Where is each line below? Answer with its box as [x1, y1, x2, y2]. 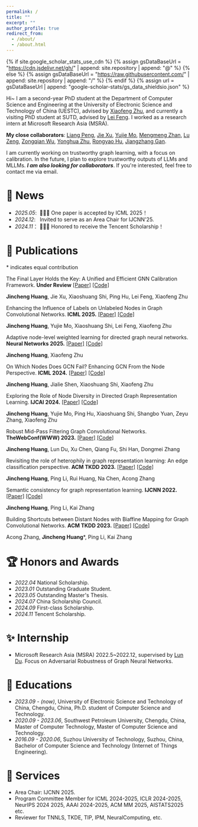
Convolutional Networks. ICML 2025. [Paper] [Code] [6, 311, 135, 318]
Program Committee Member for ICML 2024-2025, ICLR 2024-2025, [14, 795, 182, 802]
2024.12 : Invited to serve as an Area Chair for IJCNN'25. [14, 216, 154, 223]
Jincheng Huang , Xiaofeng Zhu [6, 351, 83, 359]
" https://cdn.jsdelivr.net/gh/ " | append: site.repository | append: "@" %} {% [6, 64, 190, 71]
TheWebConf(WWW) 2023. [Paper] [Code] [6, 434, 114, 441]
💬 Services [6, 769, 60, 783]
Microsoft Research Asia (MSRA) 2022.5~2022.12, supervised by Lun [14, 651, 184, 658]
